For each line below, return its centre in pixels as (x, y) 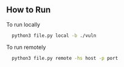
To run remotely (26, 47)
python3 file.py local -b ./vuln (54, 36)
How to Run (29, 10)
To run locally (23, 24)
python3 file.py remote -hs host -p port (65, 58)
